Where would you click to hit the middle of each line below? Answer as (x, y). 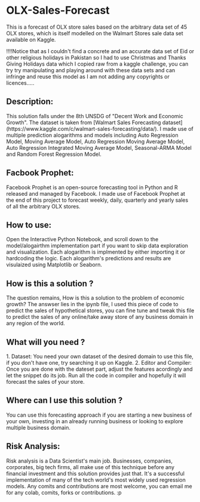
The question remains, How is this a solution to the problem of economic (96, 298)
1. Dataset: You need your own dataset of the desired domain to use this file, (100, 356)
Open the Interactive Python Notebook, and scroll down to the (82, 239)
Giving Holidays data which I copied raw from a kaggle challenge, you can (97, 64)
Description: (30, 102)
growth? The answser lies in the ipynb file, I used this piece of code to (92, 304)
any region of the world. (36, 324)
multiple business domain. (38, 427)
